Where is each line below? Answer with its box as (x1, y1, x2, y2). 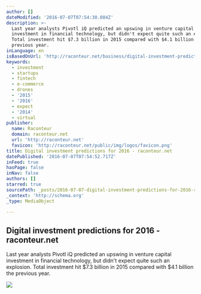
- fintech (11, 75, 36, 81)
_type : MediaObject (6, 198, 55, 204)
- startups (11, 70, 39, 76)
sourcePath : (6, 187, 36, 193)
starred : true (6, 181, 42, 187)
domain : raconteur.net (11, 131, 68, 138)
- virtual (11, 114, 36, 120)
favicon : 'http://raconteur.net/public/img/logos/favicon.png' (11, 142, 172, 148)
